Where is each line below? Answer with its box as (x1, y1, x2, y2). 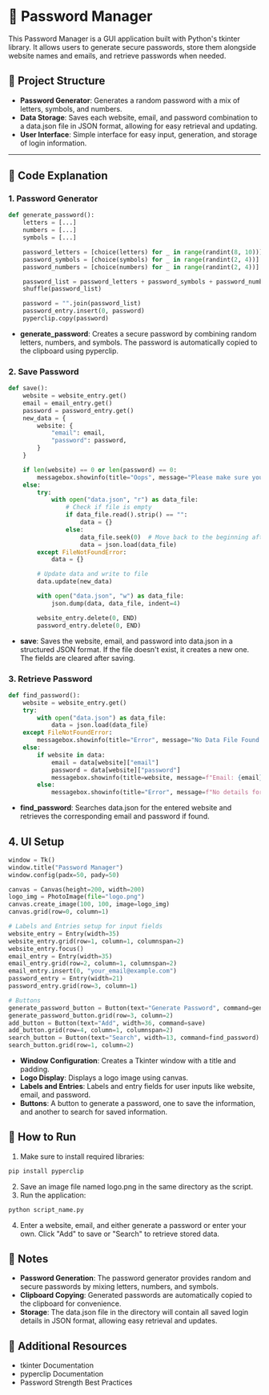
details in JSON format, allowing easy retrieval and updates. (19, 1316, 218, 1326)
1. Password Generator (8, 193, 98, 204)
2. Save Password (8, 365, 79, 377)
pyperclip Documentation (19, 1369, 104, 1379)
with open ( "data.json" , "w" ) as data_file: (37, 592, 184, 601)
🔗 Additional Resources (8, 1339, 127, 1352)
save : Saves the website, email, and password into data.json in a (19, 636, 234, 646)
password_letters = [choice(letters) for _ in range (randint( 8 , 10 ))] (22, 248, 263, 256)
